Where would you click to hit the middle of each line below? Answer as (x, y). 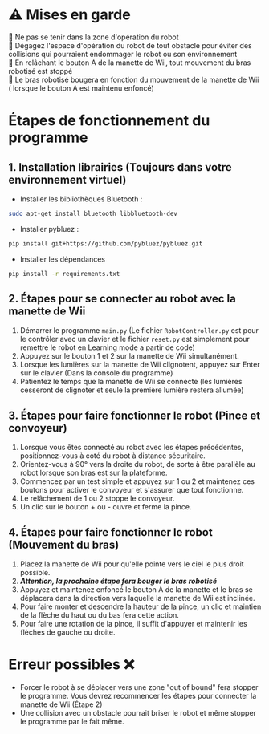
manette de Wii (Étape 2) (61, 704)
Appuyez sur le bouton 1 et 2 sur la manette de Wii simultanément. (129, 356)
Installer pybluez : (49, 229)
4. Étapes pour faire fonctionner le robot (110, 532)
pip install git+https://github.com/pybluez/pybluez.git (106, 243)
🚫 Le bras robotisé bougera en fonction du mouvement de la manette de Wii (134, 79)
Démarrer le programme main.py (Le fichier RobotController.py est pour (139, 331)
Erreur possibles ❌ (71, 665)
